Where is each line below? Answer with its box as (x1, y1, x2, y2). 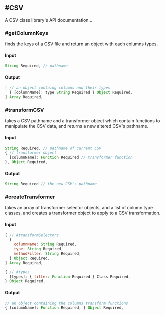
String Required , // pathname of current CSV (5, 146, 101, 151)
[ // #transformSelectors (5, 232, 59, 238)
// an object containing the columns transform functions (5, 301, 128, 306)
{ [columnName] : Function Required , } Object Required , (5, 305, 124, 310)
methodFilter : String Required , (14, 251, 81, 256)
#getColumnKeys (5, 29, 49, 36)
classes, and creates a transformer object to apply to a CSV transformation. (5, 210, 161, 216)
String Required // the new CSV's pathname (5, 182, 97, 187)
